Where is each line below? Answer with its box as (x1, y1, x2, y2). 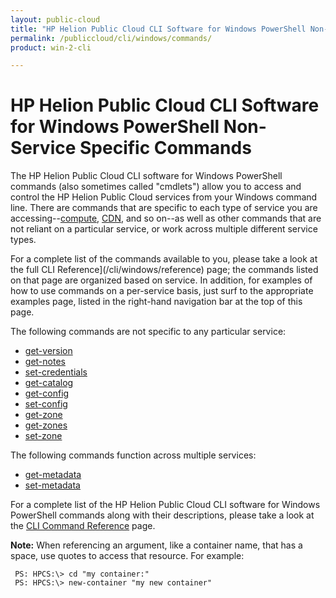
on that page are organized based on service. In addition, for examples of (10, 274, 313, 286)
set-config (24, 398, 68, 410)
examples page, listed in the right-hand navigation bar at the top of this (10, 296, 303, 308)
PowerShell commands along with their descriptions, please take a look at (10, 509, 315, 521)
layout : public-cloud (10, 14, 101, 25)
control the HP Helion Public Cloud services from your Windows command (10, 191, 318, 203)
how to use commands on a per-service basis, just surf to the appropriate (10, 285, 314, 297)
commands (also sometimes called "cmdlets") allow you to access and (10, 181, 302, 193)
